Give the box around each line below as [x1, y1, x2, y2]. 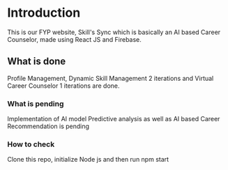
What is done [7, 56, 66, 68]
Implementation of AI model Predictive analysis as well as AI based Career [7, 115, 220, 123]
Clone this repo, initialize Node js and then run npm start [7, 155, 169, 164]
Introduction [7, 5, 81, 21]
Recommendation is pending [7, 122, 89, 130]
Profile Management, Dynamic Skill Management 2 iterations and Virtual [7, 74, 214, 82]
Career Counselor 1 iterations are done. [7, 82, 120, 90]
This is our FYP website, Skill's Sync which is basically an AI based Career [7, 28, 221, 36]
